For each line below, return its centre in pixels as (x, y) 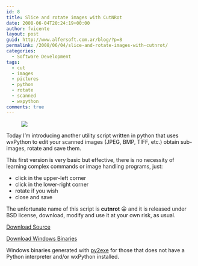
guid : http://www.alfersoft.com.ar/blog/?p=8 (64, 40)
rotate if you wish (36, 191)
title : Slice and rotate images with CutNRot (64, 17)
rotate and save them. (54, 148)
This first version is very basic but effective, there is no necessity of (90, 159)
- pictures (25, 79)
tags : (13, 62)
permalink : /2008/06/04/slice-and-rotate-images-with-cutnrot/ (87, 46)
